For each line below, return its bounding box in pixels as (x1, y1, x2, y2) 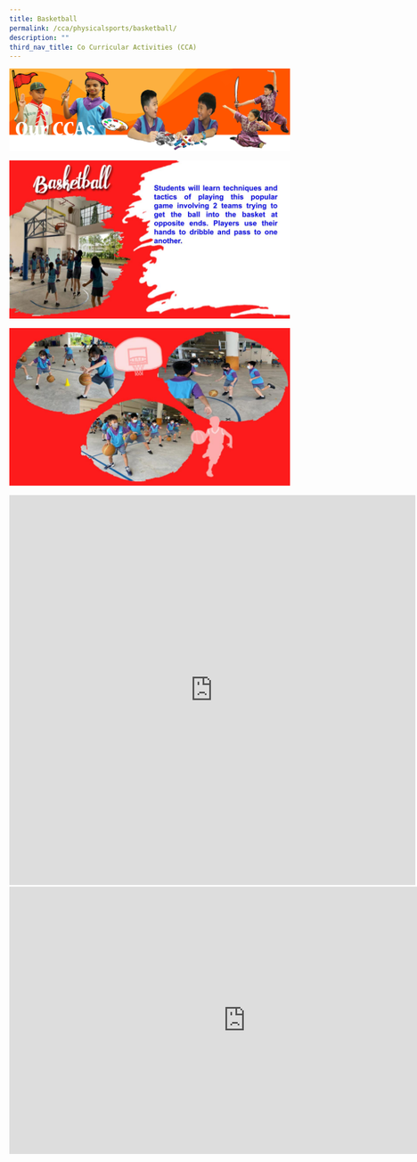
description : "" (9, 33, 69, 42)
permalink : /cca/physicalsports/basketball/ (9, 23, 177, 33)
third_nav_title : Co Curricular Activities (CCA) (9, 43, 198, 52)
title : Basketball (9, 14, 78, 23)
